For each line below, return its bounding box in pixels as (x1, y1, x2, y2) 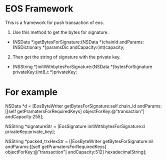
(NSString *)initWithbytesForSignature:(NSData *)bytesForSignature (12, 63, 152, 69)
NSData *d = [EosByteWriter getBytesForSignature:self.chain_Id (5, 103, 136, 109)
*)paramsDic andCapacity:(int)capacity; (42, 44, 125, 50)
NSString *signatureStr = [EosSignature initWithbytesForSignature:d (5, 123, 145, 129)
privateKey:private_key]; (5, 128, 55, 134)
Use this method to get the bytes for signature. (12, 29, 109, 35)
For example (5, 86, 57, 98)
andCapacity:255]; (5, 113, 43, 119)
